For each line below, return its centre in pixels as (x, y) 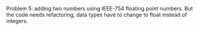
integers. (17, 21)
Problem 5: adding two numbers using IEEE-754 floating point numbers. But (99, 9)
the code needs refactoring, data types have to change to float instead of (97, 15)
